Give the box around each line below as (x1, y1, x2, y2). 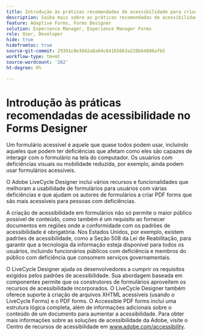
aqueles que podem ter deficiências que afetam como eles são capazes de (6, 148, 192, 155)
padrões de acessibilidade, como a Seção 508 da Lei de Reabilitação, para (6, 235, 191, 242)
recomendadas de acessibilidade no (6, 109, 191, 122)
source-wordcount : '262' (6, 59, 69, 65)
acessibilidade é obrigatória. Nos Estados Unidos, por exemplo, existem (6, 228, 185, 236)
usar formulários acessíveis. (6, 166, 76, 174)
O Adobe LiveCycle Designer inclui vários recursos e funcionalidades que (6, 179, 189, 186)
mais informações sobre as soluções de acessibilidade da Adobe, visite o (6, 317, 188, 324)
